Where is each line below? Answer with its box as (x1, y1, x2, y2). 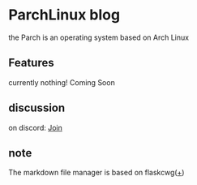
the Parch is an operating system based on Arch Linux (8, 32, 189, 42)
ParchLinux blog (8, 6, 120, 24)
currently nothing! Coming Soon (8, 77, 115, 87)
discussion (8, 101, 66, 115)
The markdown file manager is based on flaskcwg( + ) (8, 168, 185, 178)
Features (8, 56, 54, 70)
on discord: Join (8, 123, 62, 132)
